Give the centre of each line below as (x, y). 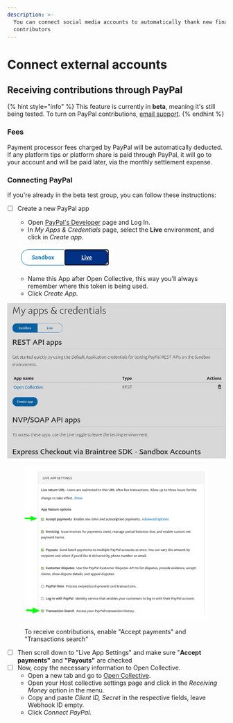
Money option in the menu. (66, 690)
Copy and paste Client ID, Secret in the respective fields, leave (116, 697)
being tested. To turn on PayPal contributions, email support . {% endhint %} (116, 114)
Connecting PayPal (40, 180)
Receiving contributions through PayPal (95, 90)
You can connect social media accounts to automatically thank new (113, 22)
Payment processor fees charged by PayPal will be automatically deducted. (115, 147)
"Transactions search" (57, 639)
